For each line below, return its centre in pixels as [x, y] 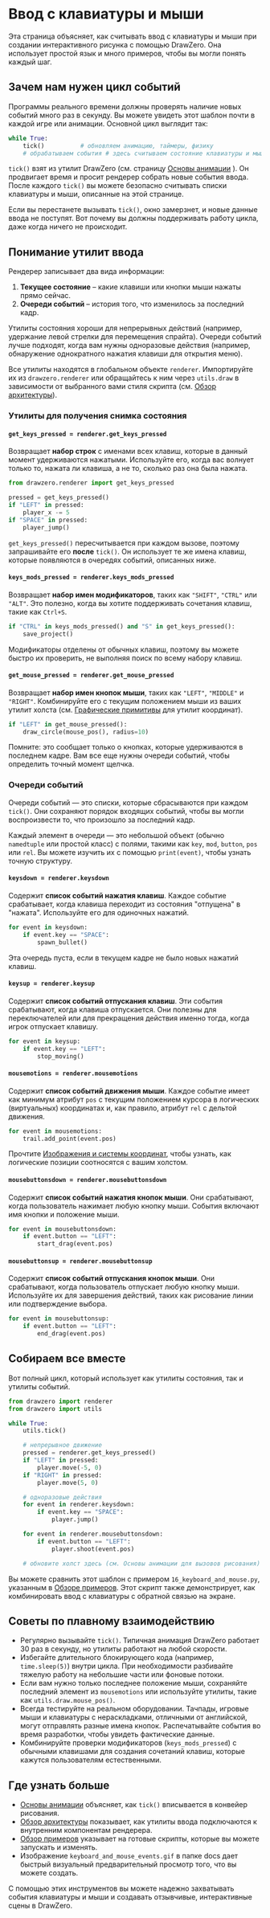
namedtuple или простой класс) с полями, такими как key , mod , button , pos [133, 844]
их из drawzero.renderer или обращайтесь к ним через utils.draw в [124, 378]
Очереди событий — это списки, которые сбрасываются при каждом [129, 802]
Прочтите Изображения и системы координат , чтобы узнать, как [120, 1154]
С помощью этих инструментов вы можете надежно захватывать [121, 1888]
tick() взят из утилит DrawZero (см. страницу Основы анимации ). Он [129, 169]
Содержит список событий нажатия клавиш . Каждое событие [117, 895]
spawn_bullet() [63, 942]
